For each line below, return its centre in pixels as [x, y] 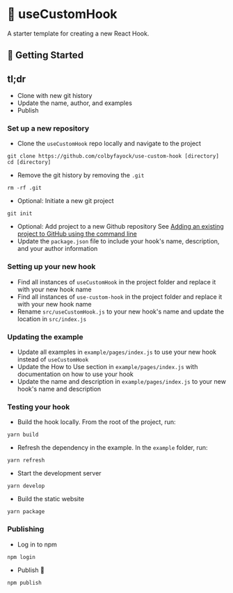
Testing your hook [39, 407]
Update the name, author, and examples [74, 103]
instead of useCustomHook [53, 359]
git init [20, 214]
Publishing [26, 529]
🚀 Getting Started [46, 55]
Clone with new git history [55, 96]
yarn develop [26, 486]
